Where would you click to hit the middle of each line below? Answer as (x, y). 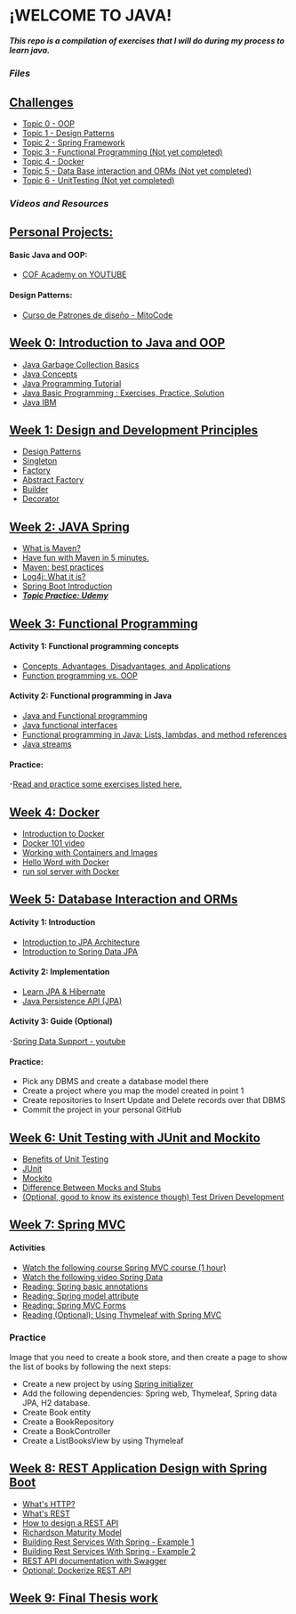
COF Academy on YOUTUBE (74, 275)
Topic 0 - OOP (48, 123)
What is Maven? (52, 548)
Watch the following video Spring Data (92, 1277)
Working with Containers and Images (90, 852)
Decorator (40, 499)
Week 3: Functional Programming (104, 624)
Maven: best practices (63, 567)
